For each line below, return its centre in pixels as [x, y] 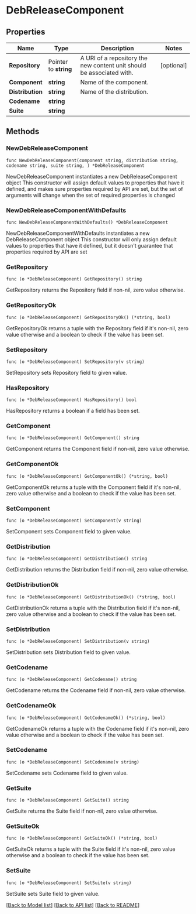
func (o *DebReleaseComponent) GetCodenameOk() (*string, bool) [86, 718]
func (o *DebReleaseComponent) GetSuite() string [68, 800]
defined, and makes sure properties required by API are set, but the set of [95, 189]
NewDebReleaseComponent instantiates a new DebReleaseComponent [92, 176]
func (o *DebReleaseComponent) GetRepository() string [74, 279]
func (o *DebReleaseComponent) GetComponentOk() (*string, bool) [87, 476]
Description [118, 48]
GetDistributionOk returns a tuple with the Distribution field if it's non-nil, [93, 608]
